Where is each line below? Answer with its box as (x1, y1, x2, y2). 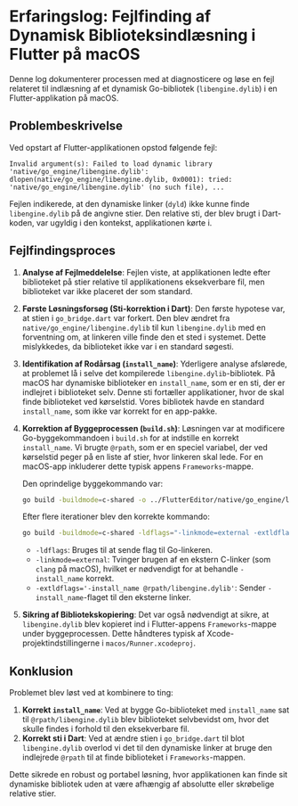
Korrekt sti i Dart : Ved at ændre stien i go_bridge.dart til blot (21, 733, 245, 744)
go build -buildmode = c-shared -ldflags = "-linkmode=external (21, 529, 250, 538)
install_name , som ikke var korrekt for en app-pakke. (21, 406, 218, 416)
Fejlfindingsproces (9, 243, 116, 259)
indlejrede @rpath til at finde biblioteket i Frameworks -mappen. (21, 752, 246, 763)
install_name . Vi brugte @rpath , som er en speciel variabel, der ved (21, 441, 269, 452)
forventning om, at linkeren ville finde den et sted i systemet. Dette (21, 332, 267, 342)
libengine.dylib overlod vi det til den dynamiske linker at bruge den (21, 743, 273, 753)
